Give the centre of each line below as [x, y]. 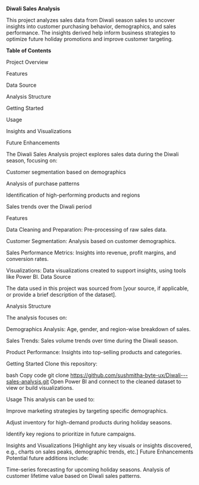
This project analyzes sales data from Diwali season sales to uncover [91, 20]
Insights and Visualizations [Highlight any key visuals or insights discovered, [99, 445]
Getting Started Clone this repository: [52, 364]
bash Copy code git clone [38, 375]
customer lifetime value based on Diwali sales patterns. [74, 476]
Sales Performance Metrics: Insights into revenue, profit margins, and [91, 253]
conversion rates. [28, 259]
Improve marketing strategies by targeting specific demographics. [87, 411]
